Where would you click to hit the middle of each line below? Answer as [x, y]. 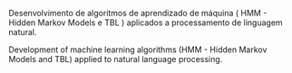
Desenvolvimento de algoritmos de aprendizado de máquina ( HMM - [138, 13]
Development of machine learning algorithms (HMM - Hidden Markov [138, 50]
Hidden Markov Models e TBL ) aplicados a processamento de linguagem [146, 23]
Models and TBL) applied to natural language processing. [116, 59]
